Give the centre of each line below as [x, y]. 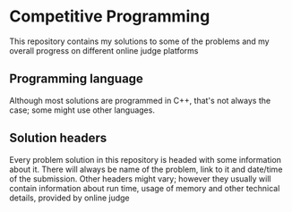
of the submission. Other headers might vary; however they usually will [140, 178]
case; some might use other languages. [82, 110]
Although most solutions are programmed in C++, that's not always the [140, 100]
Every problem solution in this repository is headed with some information [146, 159]
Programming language [76, 79]
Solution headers [58, 138]
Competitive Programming [110, 17]
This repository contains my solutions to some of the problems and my [140, 41]
